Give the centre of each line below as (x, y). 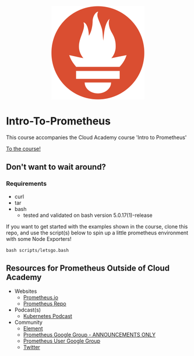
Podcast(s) (28, 310)
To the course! (23, 148)
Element (33, 329)
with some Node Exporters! (39, 239)
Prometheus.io (40, 298)
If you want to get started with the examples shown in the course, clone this (97, 226)
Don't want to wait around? (56, 167)
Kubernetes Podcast (48, 316)
